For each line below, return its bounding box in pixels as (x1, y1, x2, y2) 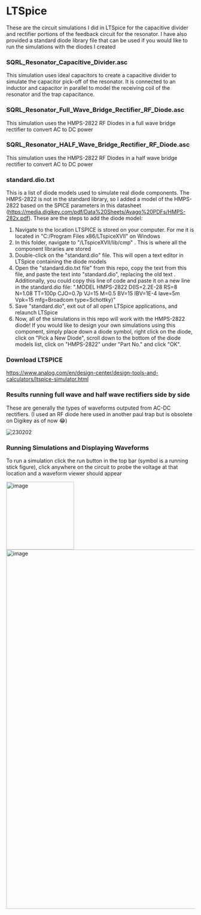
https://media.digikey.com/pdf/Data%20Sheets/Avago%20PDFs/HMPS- (8, 208, 186, 216)
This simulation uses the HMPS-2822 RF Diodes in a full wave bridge (6, 119, 176, 126)
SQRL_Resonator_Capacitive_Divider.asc (6, 58, 128, 66)
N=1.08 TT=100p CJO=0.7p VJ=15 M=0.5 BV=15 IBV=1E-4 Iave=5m (14, 290, 180, 297)
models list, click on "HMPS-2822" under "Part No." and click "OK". (14, 341, 181, 348)
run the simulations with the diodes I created (6, 43, 116, 50)
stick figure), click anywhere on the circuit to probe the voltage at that (6, 463, 178, 471)
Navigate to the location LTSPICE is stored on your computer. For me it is (14, 226, 194, 234)
